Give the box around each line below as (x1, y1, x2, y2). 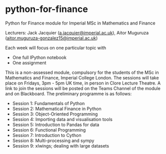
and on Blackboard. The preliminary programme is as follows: (5, 90, 132, 96)
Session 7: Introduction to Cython (12, 132, 81, 138)
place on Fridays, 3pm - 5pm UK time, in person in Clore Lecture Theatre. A (5, 80, 161, 86)
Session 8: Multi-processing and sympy (12, 137, 94, 143)
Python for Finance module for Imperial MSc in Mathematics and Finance (5, 20, 156, 26)
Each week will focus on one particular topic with (5, 44, 106, 50)
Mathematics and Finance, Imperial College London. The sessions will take (5, 74, 159, 80)
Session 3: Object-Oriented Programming (12, 111, 98, 117)
